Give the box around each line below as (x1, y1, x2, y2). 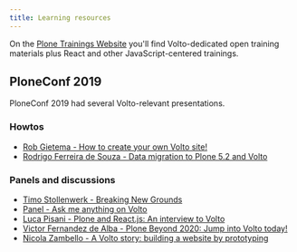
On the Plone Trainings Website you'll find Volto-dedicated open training (9, 38, 280, 49)
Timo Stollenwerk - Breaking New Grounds (22, 194, 183, 205)
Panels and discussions (9, 173, 116, 186)
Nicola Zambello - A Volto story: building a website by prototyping (22, 233, 269, 244)
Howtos (9, 121, 44, 133)
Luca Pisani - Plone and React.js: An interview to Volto (22, 214, 225, 225)
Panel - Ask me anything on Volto (22, 204, 148, 215)
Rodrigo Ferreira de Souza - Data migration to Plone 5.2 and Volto (22, 150, 268, 161)
